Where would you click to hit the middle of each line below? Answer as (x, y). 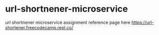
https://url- (143, 22)
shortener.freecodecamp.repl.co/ (39, 27)
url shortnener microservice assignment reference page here (68, 22)
